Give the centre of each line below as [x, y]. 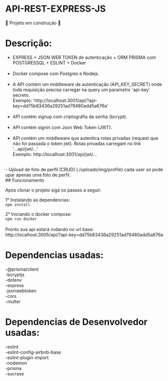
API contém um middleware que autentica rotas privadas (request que [85, 138]
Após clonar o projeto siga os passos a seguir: [53, 190]
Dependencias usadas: [54, 255]
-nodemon [16, 363]
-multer [13, 301]
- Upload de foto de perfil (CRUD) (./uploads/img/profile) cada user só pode [84, 169]
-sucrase [15, 373]
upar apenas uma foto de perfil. [38, 175]
